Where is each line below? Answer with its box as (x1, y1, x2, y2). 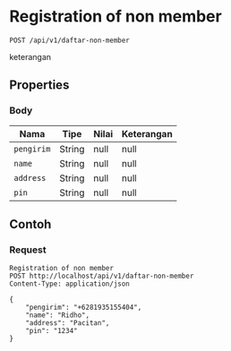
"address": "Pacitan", (25, 319, 110, 328)
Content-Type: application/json (9, 279, 130, 288)
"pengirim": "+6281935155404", (25, 303, 142, 312)
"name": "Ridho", (25, 311, 90, 320)
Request (9, 244, 47, 256)
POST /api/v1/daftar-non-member (9, 36, 130, 45)
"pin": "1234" (25, 327, 78, 336)
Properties (9, 78, 70, 93)
